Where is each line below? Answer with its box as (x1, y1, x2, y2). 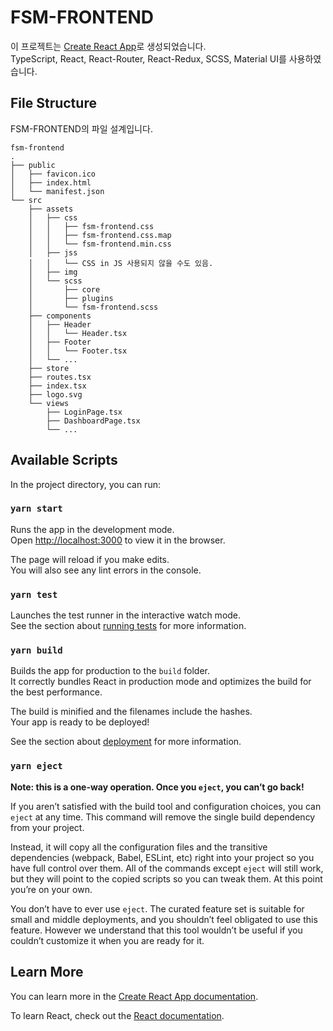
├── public (10, 160, 56, 170)
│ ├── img (28, 267, 78, 277)
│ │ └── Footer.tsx (28, 346, 128, 356)
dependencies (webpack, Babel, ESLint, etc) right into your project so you (10, 851, 315, 863)
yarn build (10, 645, 63, 656)
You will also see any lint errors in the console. (10, 564, 202, 576)
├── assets (28, 204, 74, 214)
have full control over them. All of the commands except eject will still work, (10, 862, 324, 874)
